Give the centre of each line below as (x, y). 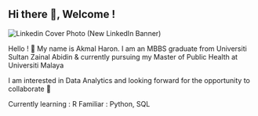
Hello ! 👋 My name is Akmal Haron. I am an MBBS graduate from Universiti (127, 49)
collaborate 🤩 (29, 89)
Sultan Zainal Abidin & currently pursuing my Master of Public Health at (123, 56)
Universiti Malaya (36, 65)
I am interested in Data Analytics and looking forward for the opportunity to (129, 80)
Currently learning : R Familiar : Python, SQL (79, 103)
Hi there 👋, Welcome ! (62, 14)
